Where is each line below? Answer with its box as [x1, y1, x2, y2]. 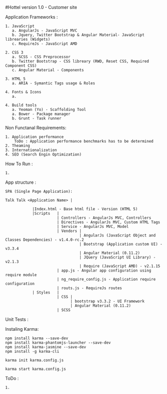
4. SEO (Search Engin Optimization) [5, 152, 82, 157]
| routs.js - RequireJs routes [57, 286, 122, 291]
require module [5, 273, 37, 278]
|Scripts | [32, 211, 59, 216]
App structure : [5, 179, 37, 185]
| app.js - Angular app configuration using [57, 268, 151, 273]
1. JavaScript [5, 24, 35, 29]
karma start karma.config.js [5, 366, 66, 371]
